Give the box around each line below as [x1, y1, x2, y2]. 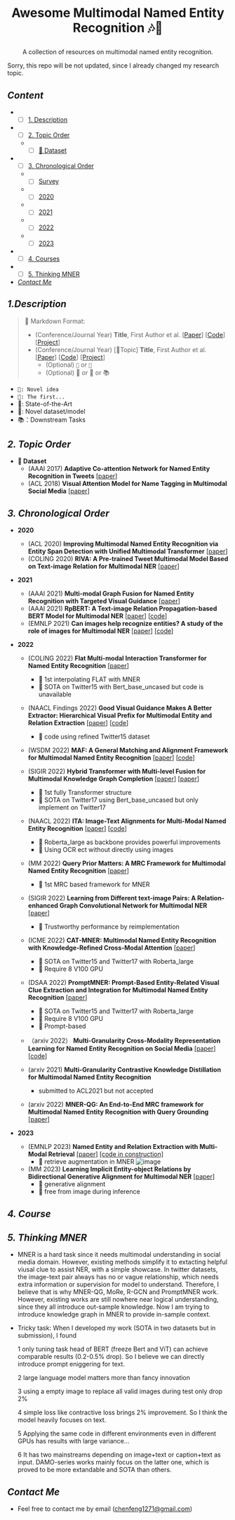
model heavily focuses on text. [17, 1416, 107, 1424]
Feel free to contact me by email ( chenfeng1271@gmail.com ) [17, 1505, 193, 1513]
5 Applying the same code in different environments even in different [17, 1429, 216, 1438]
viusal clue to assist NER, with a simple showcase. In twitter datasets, [17, 1265, 218, 1274]
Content [7, 89, 44, 101]
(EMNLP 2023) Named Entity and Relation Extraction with [27, 1143, 199, 1151]
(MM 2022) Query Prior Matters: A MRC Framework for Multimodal [27, 859, 226, 867]
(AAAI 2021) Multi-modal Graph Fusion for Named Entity [27, 589, 194, 598]
